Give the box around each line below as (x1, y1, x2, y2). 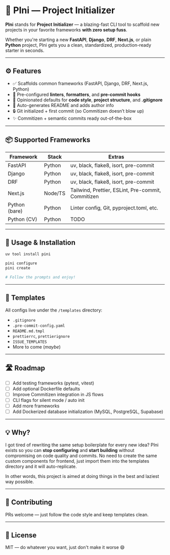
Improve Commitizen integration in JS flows (12, 391, 104, 397)
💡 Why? (5, 428, 30, 437)
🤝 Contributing (5, 498, 53, 507)
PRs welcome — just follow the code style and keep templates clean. (5, 511, 149, 517)
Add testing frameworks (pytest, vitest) (12, 380, 95, 386)
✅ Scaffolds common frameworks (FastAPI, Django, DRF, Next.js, (12, 80, 149, 86)
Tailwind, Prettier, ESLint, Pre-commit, (70, 186, 161, 193)
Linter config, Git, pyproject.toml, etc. (70, 204, 158, 211)
